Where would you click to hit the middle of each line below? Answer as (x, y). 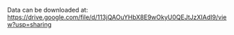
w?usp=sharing (30, 24)
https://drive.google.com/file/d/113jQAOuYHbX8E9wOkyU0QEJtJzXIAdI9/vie (117, 17)
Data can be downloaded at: (48, 10)
